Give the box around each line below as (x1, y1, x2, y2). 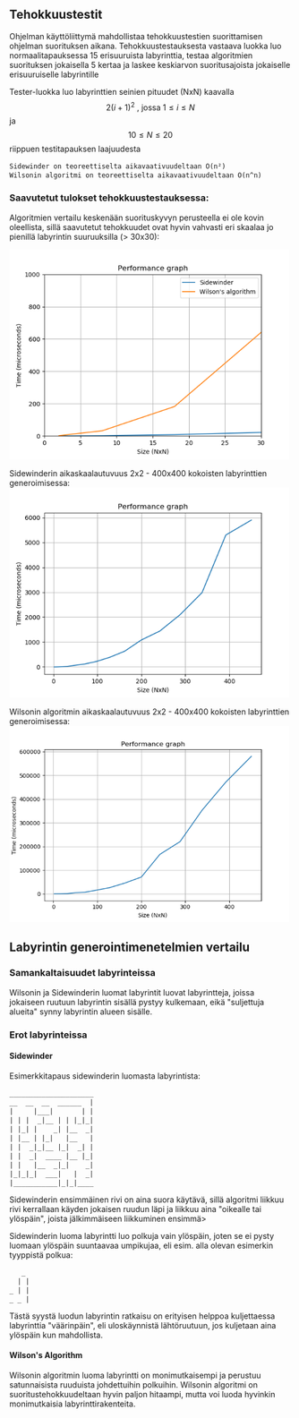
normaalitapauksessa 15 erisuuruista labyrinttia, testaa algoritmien (9, 49, 253, 61)
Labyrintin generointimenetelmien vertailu (9, 940, 251, 955)
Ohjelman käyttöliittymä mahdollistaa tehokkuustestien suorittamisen (9, 30, 263, 41)
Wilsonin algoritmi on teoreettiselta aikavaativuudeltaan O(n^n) (9, 171, 262, 180)
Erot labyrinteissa (9, 1029, 88, 1041)
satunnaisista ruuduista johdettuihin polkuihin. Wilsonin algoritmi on (9, 1379, 258, 1390)
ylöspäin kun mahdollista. (9, 1329, 103, 1340)
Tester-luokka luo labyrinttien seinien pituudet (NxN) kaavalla (9, 86, 235, 97)
